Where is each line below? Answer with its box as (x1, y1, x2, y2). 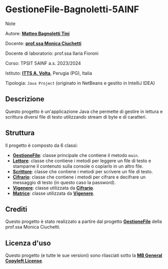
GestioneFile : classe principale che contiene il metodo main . (12, 152, 139, 158)
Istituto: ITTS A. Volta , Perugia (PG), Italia (5, 70, 93, 76)
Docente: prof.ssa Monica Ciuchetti (5, 40, 81, 47)
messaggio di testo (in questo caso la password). (12, 179, 116, 185)
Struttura (5, 129, 35, 138)
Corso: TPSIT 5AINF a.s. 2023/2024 (5, 60, 81, 66)
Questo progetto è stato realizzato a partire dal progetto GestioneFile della (5, 218, 162, 225)
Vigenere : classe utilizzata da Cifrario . (12, 185, 94, 191)
